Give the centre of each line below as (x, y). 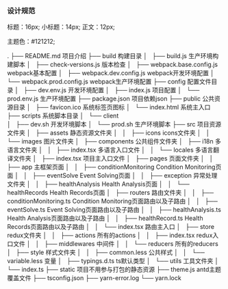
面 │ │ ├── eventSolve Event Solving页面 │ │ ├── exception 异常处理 (112, 176)
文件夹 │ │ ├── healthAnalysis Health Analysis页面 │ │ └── (98, 184)
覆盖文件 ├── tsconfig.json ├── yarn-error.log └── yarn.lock (94, 278)
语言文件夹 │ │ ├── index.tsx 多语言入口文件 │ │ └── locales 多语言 (110, 150)
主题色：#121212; (31, 42)
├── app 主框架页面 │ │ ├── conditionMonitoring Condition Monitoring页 (114, 167)
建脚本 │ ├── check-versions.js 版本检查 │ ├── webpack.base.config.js (112, 65)
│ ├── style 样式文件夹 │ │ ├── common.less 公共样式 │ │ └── (106, 252)
